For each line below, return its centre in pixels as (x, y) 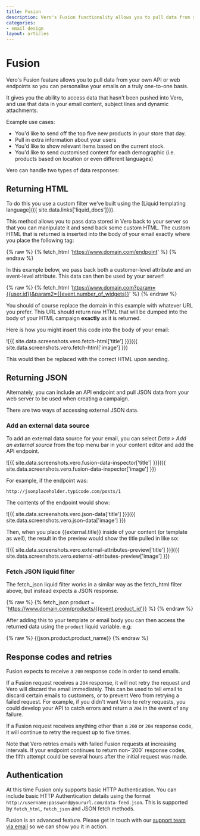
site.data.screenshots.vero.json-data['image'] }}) (66, 520)
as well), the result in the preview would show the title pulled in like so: (92, 538)
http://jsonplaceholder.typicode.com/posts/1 (63, 491)
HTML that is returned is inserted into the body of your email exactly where (98, 234)
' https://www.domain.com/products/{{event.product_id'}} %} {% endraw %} (100, 609)
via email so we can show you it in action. (57, 826)
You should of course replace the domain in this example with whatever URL (100, 305)
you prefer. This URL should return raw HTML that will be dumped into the (97, 312)
